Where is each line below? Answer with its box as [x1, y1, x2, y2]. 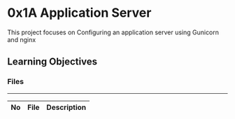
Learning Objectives [7, 56, 98, 68]
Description [46, 102, 87, 112]
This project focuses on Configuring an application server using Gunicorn [7, 28, 219, 36]
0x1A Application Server [7, 5, 152, 21]
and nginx [7, 35, 36, 43]
